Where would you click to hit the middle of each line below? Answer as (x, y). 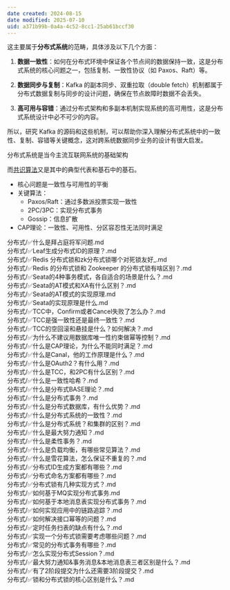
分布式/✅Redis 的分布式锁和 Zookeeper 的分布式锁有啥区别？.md (99, 268)
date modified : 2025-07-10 (46, 20)
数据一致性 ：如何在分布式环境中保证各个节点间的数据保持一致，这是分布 (120, 62)
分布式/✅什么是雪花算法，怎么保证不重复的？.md (77, 459)
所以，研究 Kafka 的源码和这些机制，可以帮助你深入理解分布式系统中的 (108, 131)
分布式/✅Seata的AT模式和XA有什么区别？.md (72, 286)
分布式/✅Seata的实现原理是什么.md (58, 303)
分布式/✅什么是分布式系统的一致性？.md (65, 415)
